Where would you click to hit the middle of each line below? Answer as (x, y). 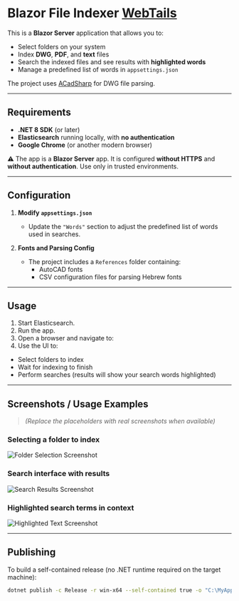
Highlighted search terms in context (71, 507)
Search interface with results (59, 474)
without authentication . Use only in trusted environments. (93, 166)
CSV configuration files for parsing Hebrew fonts (110, 277)
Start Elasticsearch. (46, 323)
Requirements (39, 112)
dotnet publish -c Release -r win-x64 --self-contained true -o (105, 590)
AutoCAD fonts (61, 269)
